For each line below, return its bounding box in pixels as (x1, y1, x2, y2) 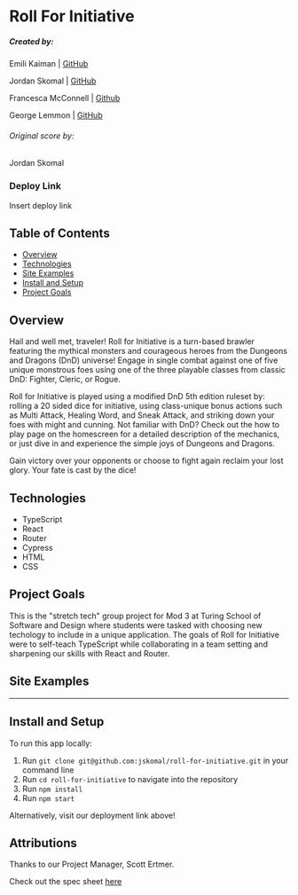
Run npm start (21, 792, 75, 804)
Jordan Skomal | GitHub (9, 75, 97, 86)
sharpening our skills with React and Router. (9, 648, 170, 658)
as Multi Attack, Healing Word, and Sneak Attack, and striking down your (9, 410, 275, 420)
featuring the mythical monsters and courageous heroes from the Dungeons (9, 346, 288, 357)
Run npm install (21, 783, 83, 794)
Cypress (21, 543, 53, 553)
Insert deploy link (9, 200, 73, 210)
